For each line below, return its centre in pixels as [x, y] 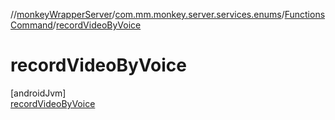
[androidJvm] [38, 93]
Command [31, 25]
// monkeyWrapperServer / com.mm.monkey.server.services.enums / [147, 14]
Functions [305, 14]
